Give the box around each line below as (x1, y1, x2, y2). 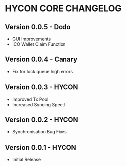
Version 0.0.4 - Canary (5, 55, 78, 64)
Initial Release (12, 157, 41, 163)
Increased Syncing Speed (12, 101, 65, 107)
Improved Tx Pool (12, 96, 49, 102)
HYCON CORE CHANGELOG (5, 3, 122, 14)
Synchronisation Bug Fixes (12, 129, 67, 135)
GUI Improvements (12, 36, 51, 42)
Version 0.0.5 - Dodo (5, 23, 71, 31)
